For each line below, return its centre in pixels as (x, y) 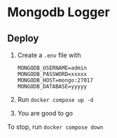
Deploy (23, 38)
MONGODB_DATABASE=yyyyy (52, 87)
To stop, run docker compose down (55, 127)
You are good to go (45, 113)
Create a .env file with (49, 55)
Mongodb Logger (58, 12)
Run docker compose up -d (55, 100)
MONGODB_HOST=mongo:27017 (55, 80)
